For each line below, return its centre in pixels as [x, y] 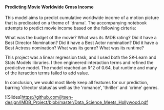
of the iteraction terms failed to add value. [47, 73]
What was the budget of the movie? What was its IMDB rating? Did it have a [81, 38]
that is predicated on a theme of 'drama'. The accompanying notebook [76, 23]
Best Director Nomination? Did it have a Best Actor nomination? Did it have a [82, 43]
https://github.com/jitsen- [47, 97]
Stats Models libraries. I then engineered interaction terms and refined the [79, 63]
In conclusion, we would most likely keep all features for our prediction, [77, 83]
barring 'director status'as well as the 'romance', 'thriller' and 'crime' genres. [82, 88]
